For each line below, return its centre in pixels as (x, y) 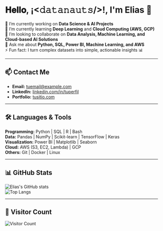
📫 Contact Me (27, 72)
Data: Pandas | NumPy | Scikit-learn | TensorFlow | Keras (62, 136)
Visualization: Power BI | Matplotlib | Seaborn (51, 142)
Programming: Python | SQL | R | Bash (44, 132)
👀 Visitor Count (28, 212)
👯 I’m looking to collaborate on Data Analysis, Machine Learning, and (75, 34)
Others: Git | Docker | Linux (33, 152)
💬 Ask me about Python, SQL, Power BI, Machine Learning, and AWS (75, 44)
